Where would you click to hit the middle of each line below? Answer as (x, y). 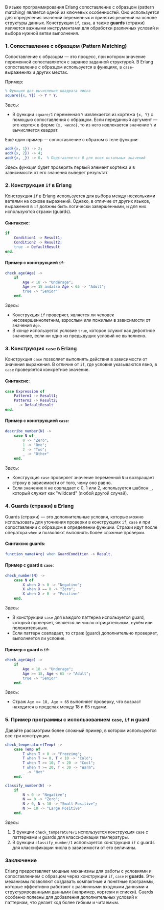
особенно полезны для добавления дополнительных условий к (71, 897)
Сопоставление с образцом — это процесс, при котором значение (75, 57)
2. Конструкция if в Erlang (38, 185)
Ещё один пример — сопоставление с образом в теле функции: (72, 140)
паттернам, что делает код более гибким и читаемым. (62, 903)
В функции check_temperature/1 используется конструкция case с (80, 832)
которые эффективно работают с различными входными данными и (77, 887)
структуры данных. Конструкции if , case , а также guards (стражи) (75, 23)
